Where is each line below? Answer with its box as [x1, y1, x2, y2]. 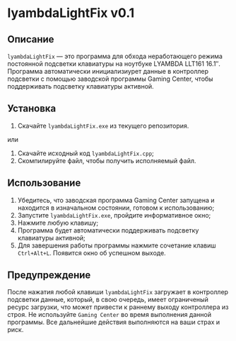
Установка [7, 103, 57, 115]
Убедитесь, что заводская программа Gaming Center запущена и [17, 196, 215, 204]
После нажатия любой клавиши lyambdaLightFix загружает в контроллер [7, 288, 228, 296]
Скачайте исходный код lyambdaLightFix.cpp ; [17, 149, 154, 157]
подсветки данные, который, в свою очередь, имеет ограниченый [7, 296, 208, 304]
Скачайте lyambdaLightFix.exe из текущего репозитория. [17, 121, 189, 130]
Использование [7, 177, 81, 189]
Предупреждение [7, 269, 91, 281]
